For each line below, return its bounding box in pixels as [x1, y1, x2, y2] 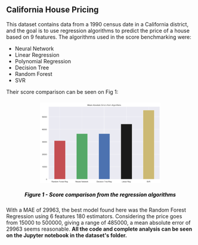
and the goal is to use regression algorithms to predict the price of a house [6, 27, 190, 34]
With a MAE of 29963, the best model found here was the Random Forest [6, 206, 187, 213]
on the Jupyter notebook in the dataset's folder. [6, 231, 127, 238]
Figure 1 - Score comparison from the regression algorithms [24, 191, 176, 198]
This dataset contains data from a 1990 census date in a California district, [6, 20, 189, 27]
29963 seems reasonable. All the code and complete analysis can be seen [6, 225, 193, 232]
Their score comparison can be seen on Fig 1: [6, 88, 119, 95]
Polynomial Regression [14, 57, 72, 65]
